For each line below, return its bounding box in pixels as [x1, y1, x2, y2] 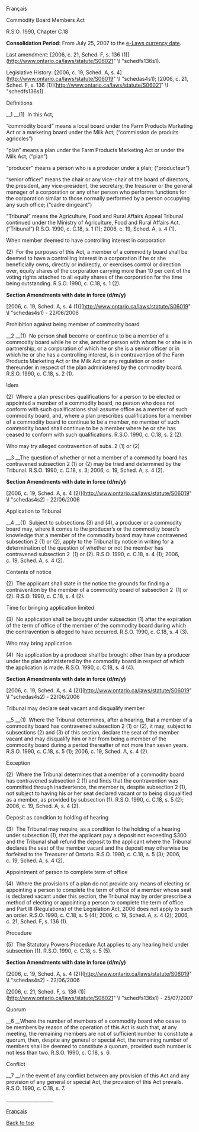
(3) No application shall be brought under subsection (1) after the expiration [6, 616, 191, 623]
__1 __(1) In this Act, [6, 111, 54, 118]
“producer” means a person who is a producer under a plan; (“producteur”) [6, 165, 190, 171]
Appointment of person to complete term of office [6, 869, 128, 875]
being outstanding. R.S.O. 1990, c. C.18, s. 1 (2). [6, 280, 121, 287]
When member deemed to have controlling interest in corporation [6, 237, 166, 244]
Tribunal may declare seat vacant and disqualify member [6, 705, 145, 712]
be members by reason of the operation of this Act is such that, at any [6, 1024, 177, 1030]
